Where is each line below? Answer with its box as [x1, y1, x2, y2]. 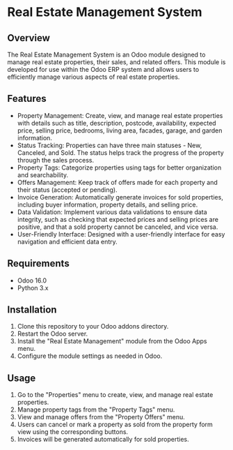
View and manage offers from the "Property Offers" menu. [17, 413, 186, 421]
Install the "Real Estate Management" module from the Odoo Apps [17, 337, 207, 345]
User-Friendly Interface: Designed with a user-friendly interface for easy [17, 230, 225, 238]
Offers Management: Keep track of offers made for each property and [17, 178, 218, 186]
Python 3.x [17, 283, 49, 292]
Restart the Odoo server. [17, 329, 88, 338]
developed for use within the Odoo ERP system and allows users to [7, 66, 200, 73]
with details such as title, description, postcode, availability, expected [17, 119, 217, 127]
